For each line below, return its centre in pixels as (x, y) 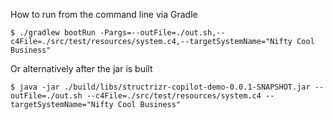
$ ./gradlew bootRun (53, 33)
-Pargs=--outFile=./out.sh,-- (162, 33)
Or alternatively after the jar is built (81, 68)
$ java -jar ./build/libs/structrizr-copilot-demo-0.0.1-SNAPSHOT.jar (160, 87)
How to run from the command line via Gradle (104, 14)
